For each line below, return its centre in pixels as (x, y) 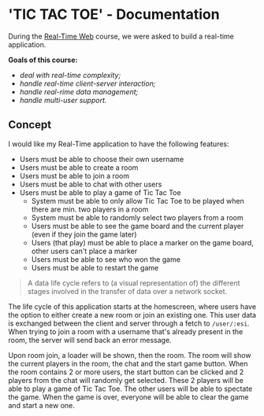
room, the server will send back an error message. (90, 340)
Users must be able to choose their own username (102, 159)
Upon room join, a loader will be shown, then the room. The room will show (130, 355)
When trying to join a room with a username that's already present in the (126, 331)
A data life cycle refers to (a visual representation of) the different (134, 283)
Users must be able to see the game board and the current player (138, 226)
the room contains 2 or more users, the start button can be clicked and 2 (126, 372)
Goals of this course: (43, 60)
